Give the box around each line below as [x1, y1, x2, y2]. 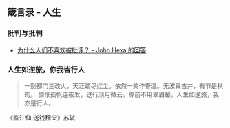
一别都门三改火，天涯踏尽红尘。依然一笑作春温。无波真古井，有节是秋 [23, 81, 224, 89]
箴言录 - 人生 [7, 6, 61, 19]
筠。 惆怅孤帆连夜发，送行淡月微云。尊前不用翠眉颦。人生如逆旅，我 [23, 90, 219, 98]
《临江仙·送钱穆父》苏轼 [7, 113, 76, 122]
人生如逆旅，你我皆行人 [7, 65, 85, 74]
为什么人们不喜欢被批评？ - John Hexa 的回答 [17, 45, 147, 54]
